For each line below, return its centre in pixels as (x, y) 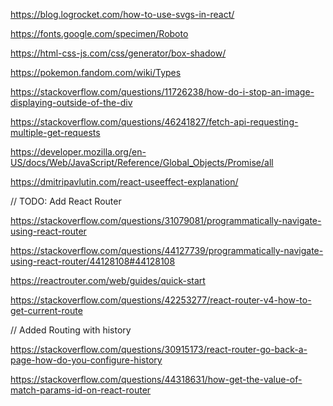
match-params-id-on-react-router (81, 390)
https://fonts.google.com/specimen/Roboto (99, 33)
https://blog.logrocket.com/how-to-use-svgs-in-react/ (122, 14)
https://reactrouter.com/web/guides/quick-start (108, 280)
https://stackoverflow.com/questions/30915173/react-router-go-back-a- (159, 349)
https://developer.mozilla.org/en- (78, 152)
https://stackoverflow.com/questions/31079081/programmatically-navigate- (166, 220)
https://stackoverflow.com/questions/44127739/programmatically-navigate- (167, 250)
